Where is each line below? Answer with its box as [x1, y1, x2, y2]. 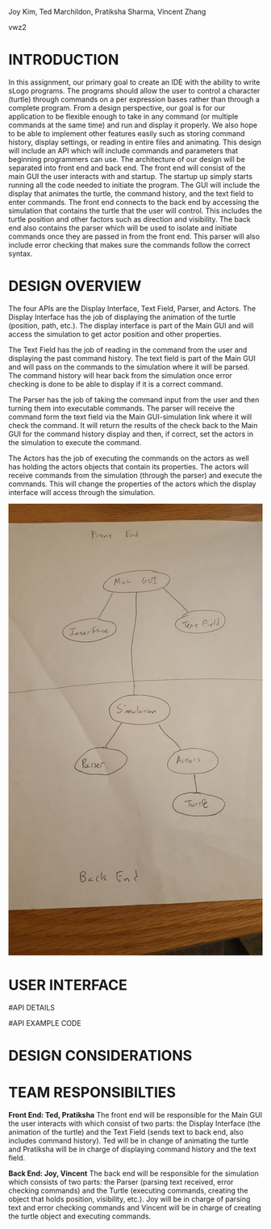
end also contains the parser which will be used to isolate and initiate [8, 223, 238, 232]
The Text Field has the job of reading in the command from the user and [8, 344, 248, 354]
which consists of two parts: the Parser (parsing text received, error [8, 1177, 234, 1186]
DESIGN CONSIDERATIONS [8, 1047, 193, 1064]
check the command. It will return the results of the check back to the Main [8, 420, 258, 430]
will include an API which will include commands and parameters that [8, 145, 239, 156]
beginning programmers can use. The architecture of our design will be [8, 154, 246, 164]
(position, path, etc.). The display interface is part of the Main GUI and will [8, 320, 254, 330]
